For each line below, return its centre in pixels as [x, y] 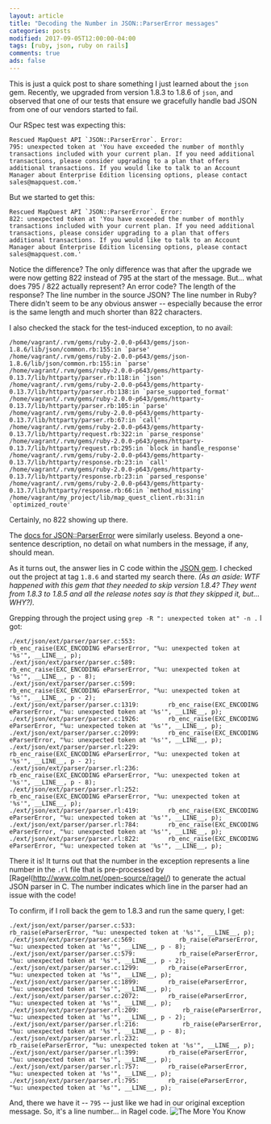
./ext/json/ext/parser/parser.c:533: [73, 925]
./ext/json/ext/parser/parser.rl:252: [74, 789]
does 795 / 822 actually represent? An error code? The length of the [123, 286]
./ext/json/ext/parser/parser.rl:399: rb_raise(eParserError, [129, 1052]
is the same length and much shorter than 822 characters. [106, 312]
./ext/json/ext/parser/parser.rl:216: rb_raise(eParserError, [136, 1024]
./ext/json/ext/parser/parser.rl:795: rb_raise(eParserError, [129, 1080]
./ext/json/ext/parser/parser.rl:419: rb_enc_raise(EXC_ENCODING [134, 810]
